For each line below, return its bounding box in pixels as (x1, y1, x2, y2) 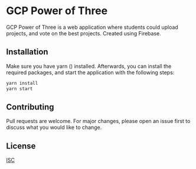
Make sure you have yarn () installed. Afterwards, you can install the (6, 62, 172, 69)
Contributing (6, 102, 54, 112)
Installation (6, 47, 48, 57)
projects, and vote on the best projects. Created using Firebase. (6, 29, 161, 37)
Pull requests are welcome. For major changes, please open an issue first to (6, 118, 191, 125)
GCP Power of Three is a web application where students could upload (6, 24, 178, 31)
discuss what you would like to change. (6, 124, 102, 131)
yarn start (6, 85, 33, 92)
